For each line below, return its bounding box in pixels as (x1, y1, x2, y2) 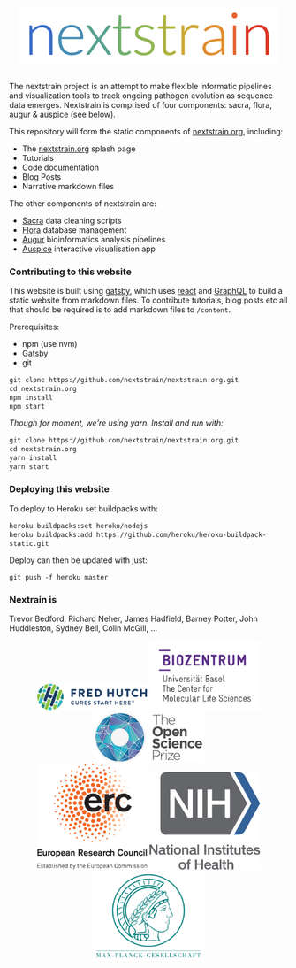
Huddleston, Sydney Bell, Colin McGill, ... (9, 622, 157, 634)
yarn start (9, 463, 49, 472)
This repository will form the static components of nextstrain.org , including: (9, 127, 284, 136)
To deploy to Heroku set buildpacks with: (9, 503, 159, 514)
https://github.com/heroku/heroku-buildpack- (95, 530, 267, 539)
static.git (9, 539, 49, 548)
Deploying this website (9, 483, 110, 496)
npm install (9, 394, 53, 403)
